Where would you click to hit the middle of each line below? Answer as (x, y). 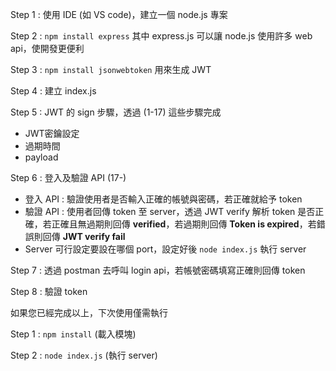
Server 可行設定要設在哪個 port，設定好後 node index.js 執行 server (165, 249)
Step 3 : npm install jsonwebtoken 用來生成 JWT (111, 69)
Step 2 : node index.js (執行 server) (84, 355)
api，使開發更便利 (47, 48)
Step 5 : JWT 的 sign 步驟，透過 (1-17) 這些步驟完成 (116, 112)
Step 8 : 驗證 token (49, 291)
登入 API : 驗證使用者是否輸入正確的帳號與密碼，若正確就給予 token (163, 199)
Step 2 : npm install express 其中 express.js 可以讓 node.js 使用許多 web (161, 36)
